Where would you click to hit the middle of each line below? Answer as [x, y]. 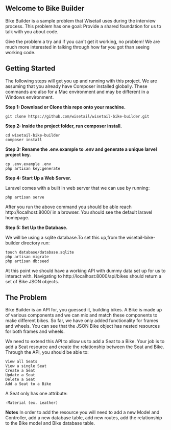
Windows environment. [30, 97]
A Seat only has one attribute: [36, 394]
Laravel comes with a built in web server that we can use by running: [78, 188]
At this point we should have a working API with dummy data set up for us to [86, 270]
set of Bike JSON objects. [32, 281]
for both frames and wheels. [35, 331]
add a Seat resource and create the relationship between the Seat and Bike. [85, 347]
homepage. [17, 217]
